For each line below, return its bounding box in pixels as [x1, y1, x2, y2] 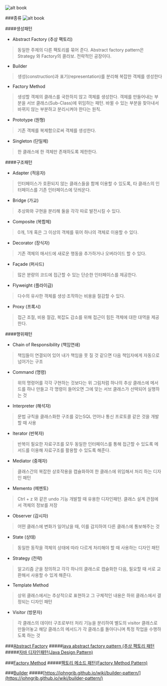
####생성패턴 [5, 25, 32, 31]
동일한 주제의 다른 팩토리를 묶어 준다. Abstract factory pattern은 [17, 47, 144, 52]
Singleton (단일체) [12, 138, 49, 144]
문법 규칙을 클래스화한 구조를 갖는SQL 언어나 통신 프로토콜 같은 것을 [17, 414, 150, 419]
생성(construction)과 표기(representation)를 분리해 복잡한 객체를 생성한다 [17, 73, 163, 79]
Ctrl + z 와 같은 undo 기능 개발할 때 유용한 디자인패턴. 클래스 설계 [17, 496, 146, 502]
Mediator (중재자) [12, 458, 48, 464]
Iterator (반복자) [12, 430, 44, 436]
